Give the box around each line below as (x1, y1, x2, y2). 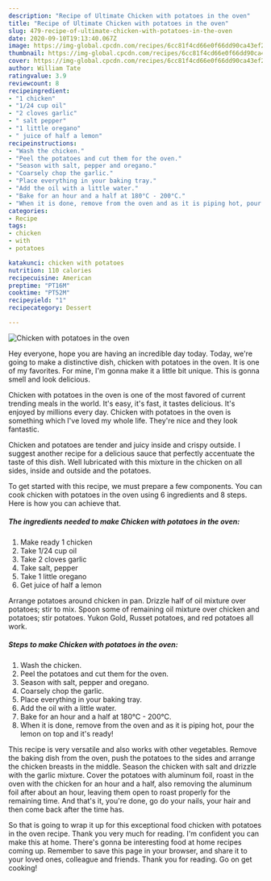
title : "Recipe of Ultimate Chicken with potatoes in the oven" (8, 19, 229, 27)
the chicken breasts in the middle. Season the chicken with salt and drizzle (8, 762, 256, 771)
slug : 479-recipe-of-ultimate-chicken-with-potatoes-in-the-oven (8, 27, 232, 35)
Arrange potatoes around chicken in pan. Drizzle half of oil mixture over (8, 595, 247, 605)
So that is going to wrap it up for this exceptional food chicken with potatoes (8, 820, 262, 829)
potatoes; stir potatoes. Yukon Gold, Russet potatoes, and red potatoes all (8, 612, 254, 622)
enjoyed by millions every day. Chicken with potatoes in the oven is (8, 407, 231, 416)
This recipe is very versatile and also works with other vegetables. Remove (8, 744, 257, 754)
